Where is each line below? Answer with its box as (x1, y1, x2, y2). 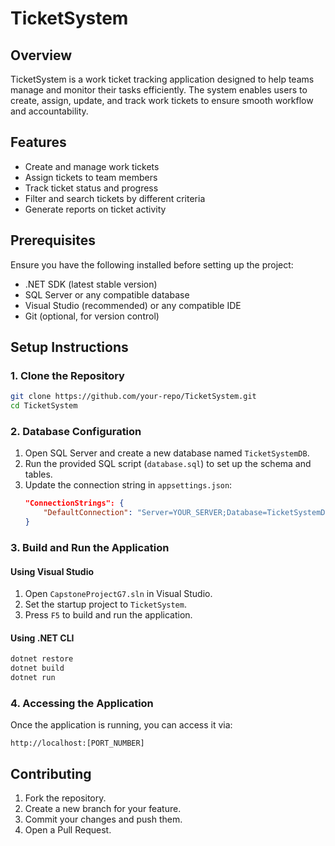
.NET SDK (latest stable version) (24, 278, 158, 290)
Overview (10, 47, 73, 64)
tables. (24, 468, 53, 481)
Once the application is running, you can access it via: (10, 719, 233, 731)
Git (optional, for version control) (24, 310, 160, 322)
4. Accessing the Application (10, 696, 154, 710)
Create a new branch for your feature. (24, 803, 182, 815)
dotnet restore (10, 654, 74, 664)
